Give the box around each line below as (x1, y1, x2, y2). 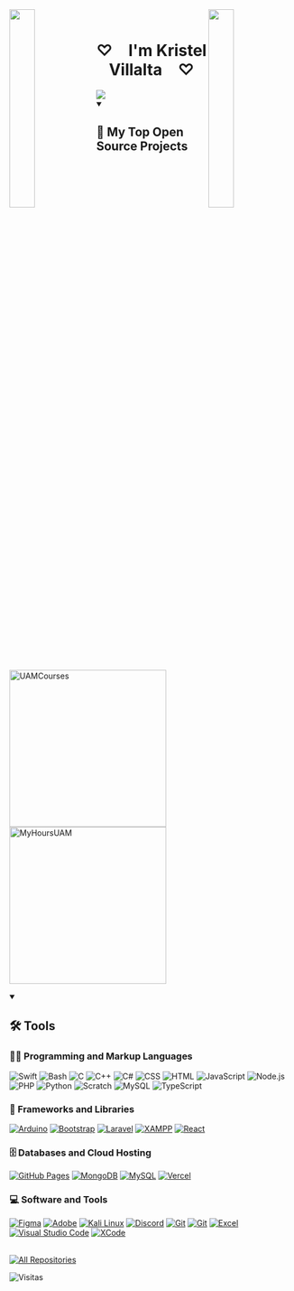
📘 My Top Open (96, 125, 184, 140)
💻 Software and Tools (9, 1193, 108, 1206)
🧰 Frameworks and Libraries (9, 1102, 135, 1115)
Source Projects (96, 139, 188, 154)
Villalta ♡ (108, 60, 195, 80)
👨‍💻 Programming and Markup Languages (9, 1050, 193, 1062)
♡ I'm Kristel (96, 41, 207, 61)
